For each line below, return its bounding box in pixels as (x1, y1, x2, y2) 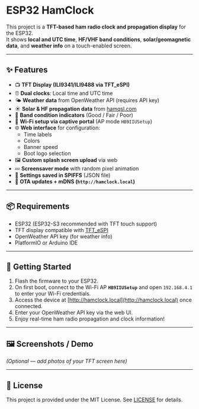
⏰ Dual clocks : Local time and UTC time (14, 90, 113, 97)
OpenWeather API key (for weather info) (14, 233, 113, 240)
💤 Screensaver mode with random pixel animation (14, 164, 139, 172)
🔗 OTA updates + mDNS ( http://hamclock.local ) (14, 177, 135, 185)
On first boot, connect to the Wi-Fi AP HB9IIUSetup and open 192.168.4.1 (14, 284, 192, 291)
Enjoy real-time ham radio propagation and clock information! (14, 315, 165, 322)
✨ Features (6, 65, 48, 75)
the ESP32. (6, 29, 34, 36)
